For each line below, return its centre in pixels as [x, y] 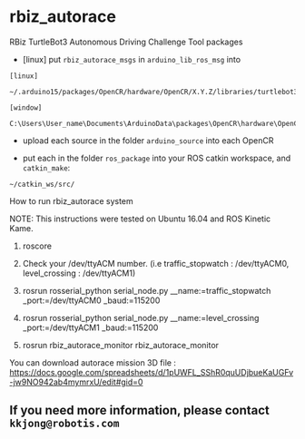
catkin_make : [46, 167]
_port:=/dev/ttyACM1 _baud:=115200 [90, 327]
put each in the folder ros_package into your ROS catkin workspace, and [157, 158]
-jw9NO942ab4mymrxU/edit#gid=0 [76, 382]
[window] [26, 107]
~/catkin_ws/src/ [42, 184]
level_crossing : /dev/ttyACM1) [79, 273]
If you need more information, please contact [139, 410]
